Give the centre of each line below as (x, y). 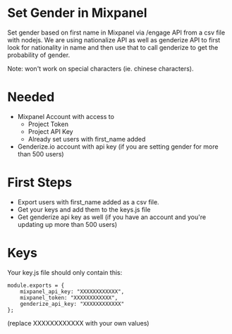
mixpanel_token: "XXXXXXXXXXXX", (69, 297)
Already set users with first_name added (87, 139)
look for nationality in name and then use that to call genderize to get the (113, 47)
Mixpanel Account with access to (66, 116)
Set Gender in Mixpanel (77, 13)
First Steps (40, 183)
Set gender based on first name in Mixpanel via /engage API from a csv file (116, 32)
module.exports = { (36, 285)
